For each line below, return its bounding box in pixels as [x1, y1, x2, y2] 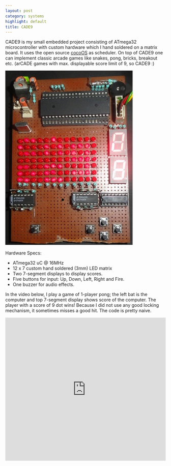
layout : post [5, 8, 33, 13]
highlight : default [5, 19, 47, 24]
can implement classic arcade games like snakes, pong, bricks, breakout [5, 55, 158, 61]
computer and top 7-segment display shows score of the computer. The [5, 297, 156, 303]
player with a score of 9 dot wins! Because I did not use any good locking [5, 302, 159, 308]
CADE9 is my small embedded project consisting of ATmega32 [5, 39, 137, 45]
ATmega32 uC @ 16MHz [12, 260, 64, 266]
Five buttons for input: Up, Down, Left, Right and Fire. [12, 276, 125, 282]
